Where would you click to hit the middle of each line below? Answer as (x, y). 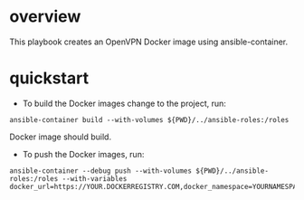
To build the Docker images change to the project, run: (124, 103)
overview (45, 17)
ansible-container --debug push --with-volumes (101, 171)
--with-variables (95, 178)
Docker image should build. (60, 137)
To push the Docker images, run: (83, 154)
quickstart (49, 78)
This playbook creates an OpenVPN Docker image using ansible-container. (149, 42)
